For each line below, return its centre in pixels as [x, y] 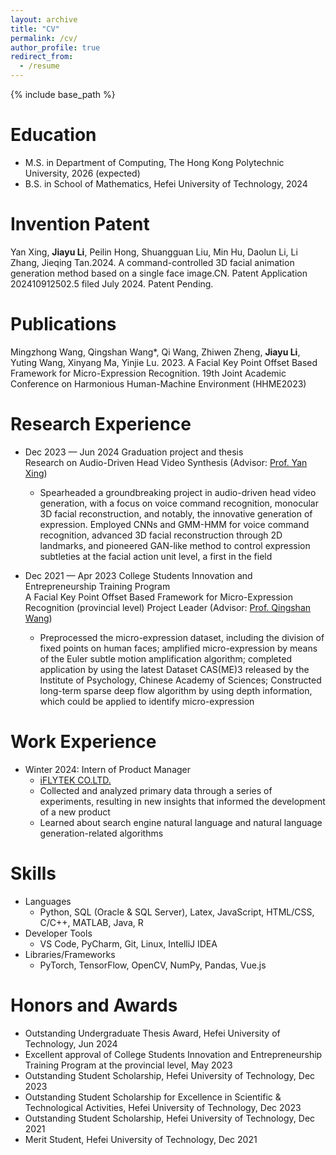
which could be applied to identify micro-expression [147, 701]
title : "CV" [35, 29]
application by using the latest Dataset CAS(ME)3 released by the [174, 669]
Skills [33, 873]
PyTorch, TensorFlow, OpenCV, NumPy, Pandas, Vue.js [153, 965]
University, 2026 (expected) [82, 173]
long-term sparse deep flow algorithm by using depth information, [176, 690]
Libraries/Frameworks [70, 954]
